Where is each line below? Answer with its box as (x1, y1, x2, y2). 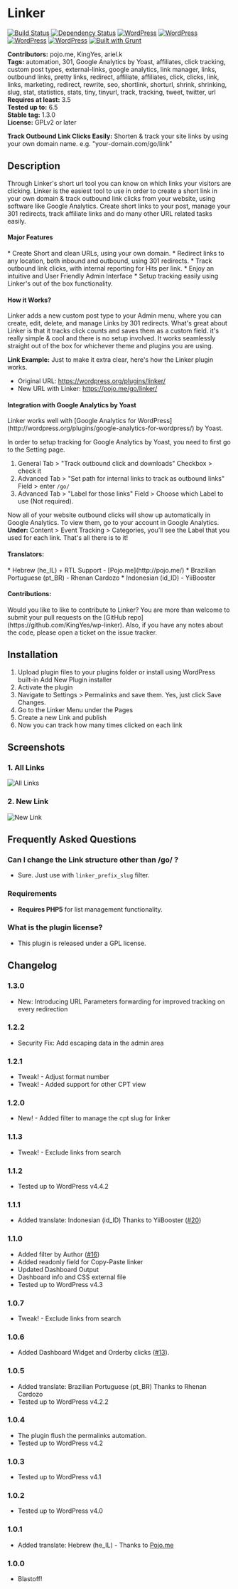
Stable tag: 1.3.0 (7, 110, 55, 119)
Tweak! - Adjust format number (17, 1073, 110, 1081)
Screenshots (7, 741, 65, 753)
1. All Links (7, 762, 45, 772)
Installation (7, 649, 58, 661)
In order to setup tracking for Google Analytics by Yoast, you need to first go (7, 438, 231, 447)
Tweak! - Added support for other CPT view (17, 1080, 146, 1089)
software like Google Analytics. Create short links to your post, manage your (7, 202, 231, 210)
